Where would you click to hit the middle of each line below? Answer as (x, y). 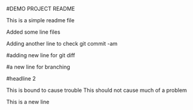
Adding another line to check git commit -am (62, 44)
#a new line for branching (38, 67)
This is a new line (28, 102)
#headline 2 (21, 78)
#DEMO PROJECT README (41, 9)
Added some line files (33, 32)
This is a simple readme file (40, 20)
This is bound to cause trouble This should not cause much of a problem (97, 90)
